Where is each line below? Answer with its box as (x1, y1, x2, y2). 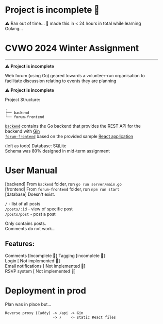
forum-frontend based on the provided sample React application (5, 133, 133, 139)
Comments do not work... (5, 225, 56, 231)
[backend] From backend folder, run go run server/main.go (5, 181, 122, 187)
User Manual (5, 165, 57, 176)
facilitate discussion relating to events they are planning (5, 78, 116, 84)
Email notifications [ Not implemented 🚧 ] (5, 263, 86, 269)
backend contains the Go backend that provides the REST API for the (5, 123, 141, 129)
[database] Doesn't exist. (5, 191, 55, 197)
